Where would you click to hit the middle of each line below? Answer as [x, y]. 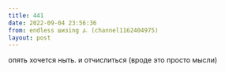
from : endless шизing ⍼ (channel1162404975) [83, 30]
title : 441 [26, 15]
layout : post [30, 38]
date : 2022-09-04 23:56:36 [52, 23]
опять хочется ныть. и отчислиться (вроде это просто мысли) [113, 60]
